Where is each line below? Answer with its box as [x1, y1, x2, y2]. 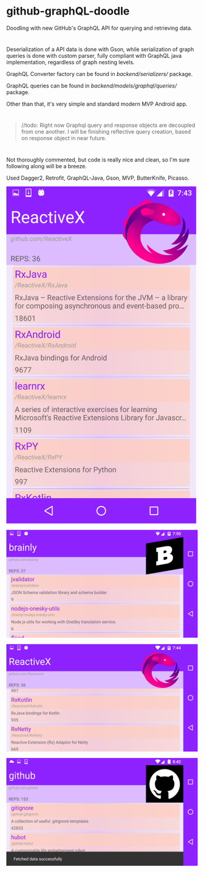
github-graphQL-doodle [6, 4, 130, 18]
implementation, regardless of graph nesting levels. [6, 59, 135, 66]
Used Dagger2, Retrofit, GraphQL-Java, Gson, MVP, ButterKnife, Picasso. [6, 174, 189, 182]
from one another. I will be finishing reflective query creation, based [21, 128, 191, 135]
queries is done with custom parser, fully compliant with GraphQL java [6, 52, 182, 60]
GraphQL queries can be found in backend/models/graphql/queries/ [6, 82, 177, 89]
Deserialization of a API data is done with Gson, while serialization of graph [6, 46, 194, 53]
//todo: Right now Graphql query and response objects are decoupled [21, 121, 195, 129]
